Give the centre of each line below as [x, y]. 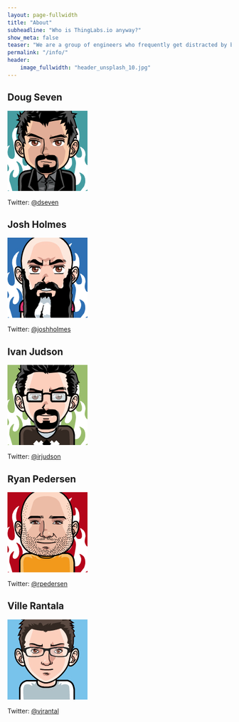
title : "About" [30, 22]
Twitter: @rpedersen [38, 584]
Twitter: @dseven [33, 202]
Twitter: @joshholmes [39, 329]
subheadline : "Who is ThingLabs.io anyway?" [74, 30]
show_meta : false [33, 38]
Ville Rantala [36, 606]
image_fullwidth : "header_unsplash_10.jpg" [86, 68]
